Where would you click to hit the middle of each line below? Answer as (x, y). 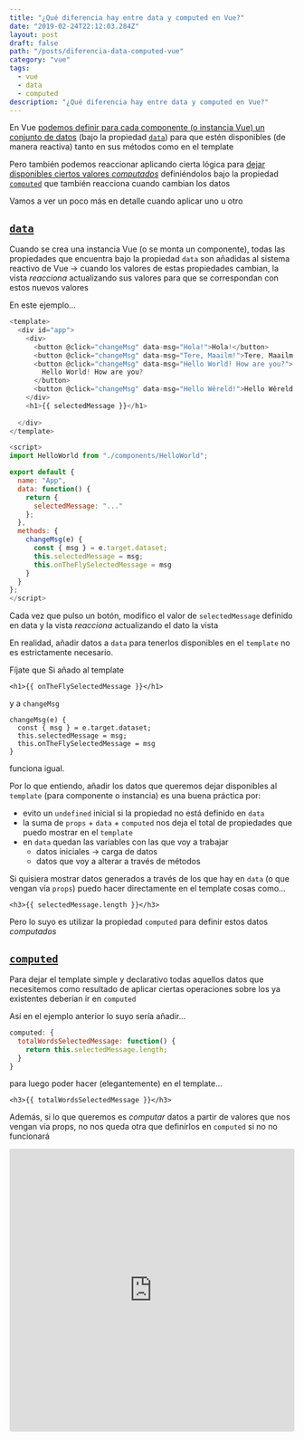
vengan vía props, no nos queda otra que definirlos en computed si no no (143, 1127)
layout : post (34, 34)
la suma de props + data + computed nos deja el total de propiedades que (157, 823)
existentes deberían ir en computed (73, 998)
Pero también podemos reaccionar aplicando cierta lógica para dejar (137, 165)
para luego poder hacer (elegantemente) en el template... (116, 1083)
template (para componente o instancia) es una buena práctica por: (135, 796)
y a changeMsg (35, 703)
